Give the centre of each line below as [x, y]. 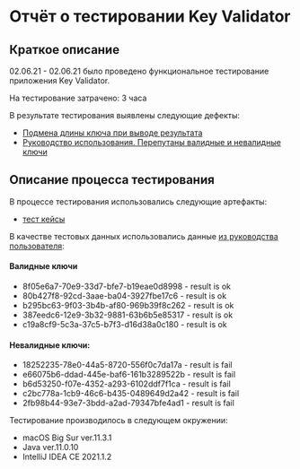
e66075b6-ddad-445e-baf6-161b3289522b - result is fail [129, 375]
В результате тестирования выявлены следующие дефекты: [125, 115]
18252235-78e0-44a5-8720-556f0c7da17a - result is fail [127, 365]
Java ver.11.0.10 [50, 447]
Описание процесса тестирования [112, 180]
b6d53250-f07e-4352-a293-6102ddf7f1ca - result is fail [126, 384]
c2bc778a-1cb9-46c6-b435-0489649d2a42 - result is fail [131, 394]
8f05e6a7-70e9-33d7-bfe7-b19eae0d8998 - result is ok [127, 287]
